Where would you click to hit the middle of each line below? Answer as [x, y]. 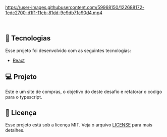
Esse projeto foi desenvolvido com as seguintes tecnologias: [68, 51]
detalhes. [15, 130]
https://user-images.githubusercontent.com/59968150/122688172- [75, 7]
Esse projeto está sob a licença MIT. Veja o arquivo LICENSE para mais [79, 125]
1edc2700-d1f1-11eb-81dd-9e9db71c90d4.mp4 [54, 13]
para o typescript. [24, 97]
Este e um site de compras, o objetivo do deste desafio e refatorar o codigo [84, 92]
